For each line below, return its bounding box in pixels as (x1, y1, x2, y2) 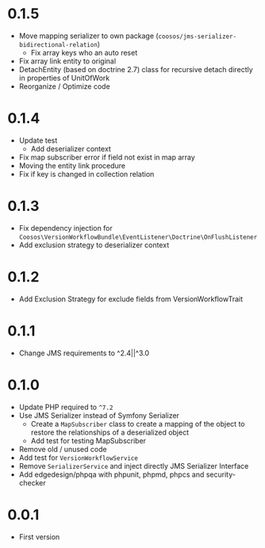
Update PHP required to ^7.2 (18, 402, 113, 412)
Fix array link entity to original (18, 56, 117, 66)
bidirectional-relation (18, 40, 98, 48)
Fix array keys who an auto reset (30, 48, 138, 57)
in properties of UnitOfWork (18, 73, 110, 82)
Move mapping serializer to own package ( (18, 31, 159, 40)
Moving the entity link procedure (18, 160, 126, 171)
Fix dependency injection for (18, 223, 113, 232)
